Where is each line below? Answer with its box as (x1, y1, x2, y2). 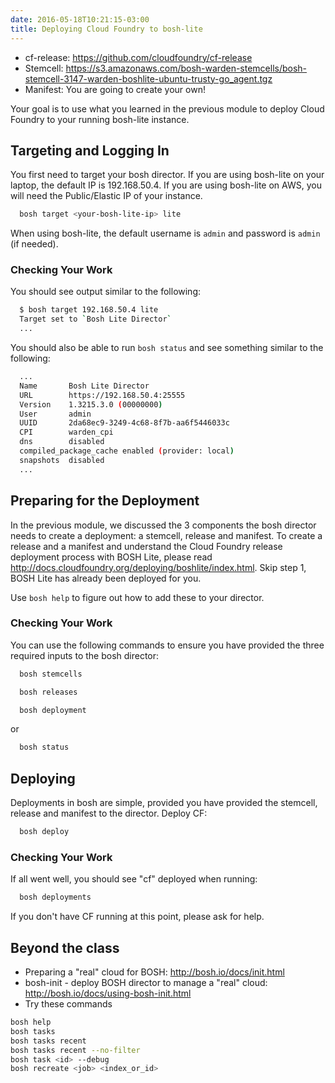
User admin (19, 409, 92, 419)
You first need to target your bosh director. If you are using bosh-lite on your (10, 169, 325, 181)
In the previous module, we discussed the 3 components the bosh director (10, 519, 317, 531)
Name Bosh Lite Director (19, 381, 150, 391)
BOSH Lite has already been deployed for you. (10, 572, 202, 584)
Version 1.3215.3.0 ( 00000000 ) (19, 399, 163, 410)
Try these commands (24, 998, 113, 1010)
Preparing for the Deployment (10, 492, 200, 510)
